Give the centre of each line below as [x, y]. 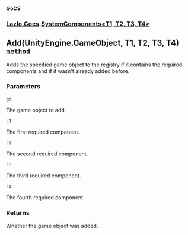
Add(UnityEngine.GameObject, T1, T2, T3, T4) [93, 42]
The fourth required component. [45, 197]
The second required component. [47, 154]
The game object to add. [36, 110]
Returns [18, 212]
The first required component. [43, 132]
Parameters [23, 87]
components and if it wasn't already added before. [68, 71]
